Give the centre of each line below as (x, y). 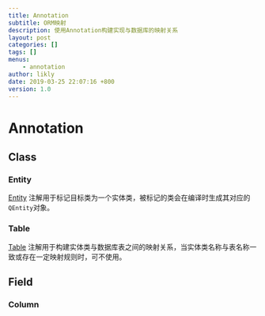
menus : (19, 60)
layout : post (30, 38)
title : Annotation (38, 15)
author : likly (32, 74)
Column (24, 304)
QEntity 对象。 (31, 208)
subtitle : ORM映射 (37, 23)
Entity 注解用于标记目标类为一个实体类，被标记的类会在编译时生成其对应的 (129, 197)
